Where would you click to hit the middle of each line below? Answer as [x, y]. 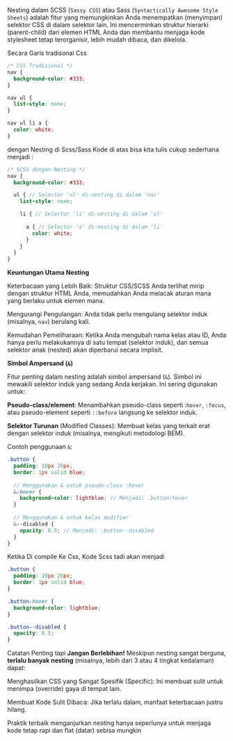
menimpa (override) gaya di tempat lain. [64, 689]
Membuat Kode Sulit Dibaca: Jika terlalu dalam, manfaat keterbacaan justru [115, 702]
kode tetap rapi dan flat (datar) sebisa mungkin [74, 731]
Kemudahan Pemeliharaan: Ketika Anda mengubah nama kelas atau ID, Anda [117, 335]
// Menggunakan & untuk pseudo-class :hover [79, 485]
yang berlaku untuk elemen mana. [56, 301]
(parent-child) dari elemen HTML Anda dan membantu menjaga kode [106, 32]
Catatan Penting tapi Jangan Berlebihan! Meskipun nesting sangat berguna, [116, 653]
